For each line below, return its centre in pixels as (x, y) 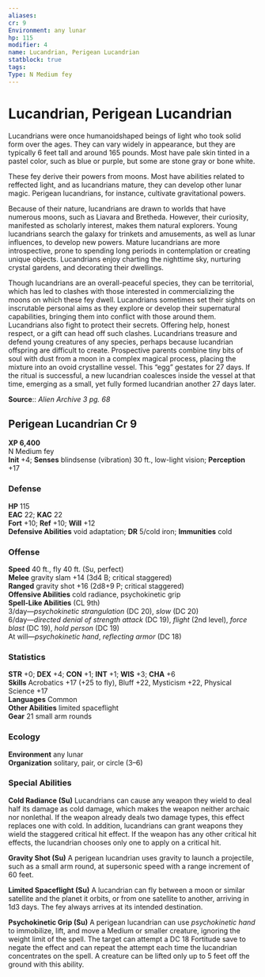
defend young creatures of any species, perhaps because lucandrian (121, 342)
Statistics (27, 657)
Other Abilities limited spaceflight (63, 708)
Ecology (25, 737)
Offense (24, 551)
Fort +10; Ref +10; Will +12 (52, 523)
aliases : (23, 15)
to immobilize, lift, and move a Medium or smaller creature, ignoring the (125, 930)
